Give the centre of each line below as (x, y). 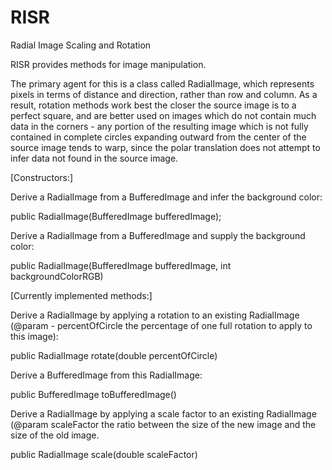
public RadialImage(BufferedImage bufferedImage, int (121, 265)
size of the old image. (55, 435)
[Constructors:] (42, 177)
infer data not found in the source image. (94, 158)
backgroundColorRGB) (57, 276)
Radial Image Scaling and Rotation (81, 45)
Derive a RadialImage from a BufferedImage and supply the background (158, 235)
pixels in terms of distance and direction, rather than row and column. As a (164, 94)
